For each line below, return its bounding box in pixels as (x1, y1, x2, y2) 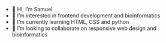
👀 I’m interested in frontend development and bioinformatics (11, 12, 161, 19)
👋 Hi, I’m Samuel (11, 6, 53, 13)
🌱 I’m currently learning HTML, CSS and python (11, 19, 129, 25)
